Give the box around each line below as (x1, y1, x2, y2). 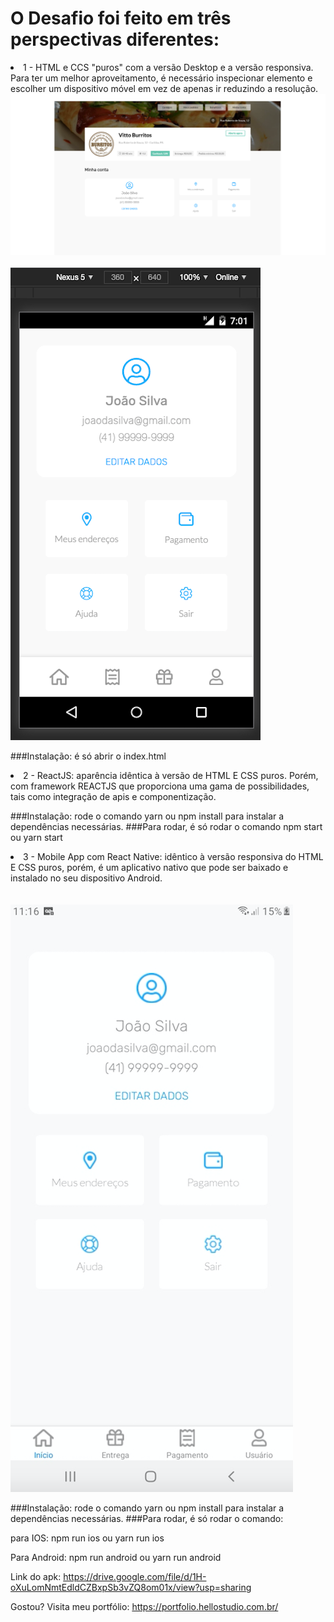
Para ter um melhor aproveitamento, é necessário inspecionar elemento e (10, 72, 313, 84)
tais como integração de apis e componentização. (10, 791, 217, 803)
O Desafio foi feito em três (10, 7, 232, 30)
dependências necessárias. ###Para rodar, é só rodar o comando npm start (10, 821, 323, 833)
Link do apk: (10, 1571, 62, 1583)
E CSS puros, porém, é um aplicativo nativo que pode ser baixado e (10, 862, 289, 874)
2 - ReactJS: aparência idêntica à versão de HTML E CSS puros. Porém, (23, 770, 319, 782)
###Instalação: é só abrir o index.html (10, 750, 167, 762)
